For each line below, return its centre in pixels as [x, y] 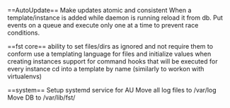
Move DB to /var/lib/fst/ [41, 97]
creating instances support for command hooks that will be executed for [113, 61]
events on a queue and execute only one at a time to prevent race [103, 25]
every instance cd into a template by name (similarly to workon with [106, 69]
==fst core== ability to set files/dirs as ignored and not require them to [110, 46]
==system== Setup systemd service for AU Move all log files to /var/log [112, 90]
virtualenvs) [25, 76]
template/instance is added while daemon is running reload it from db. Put [115, 18]
